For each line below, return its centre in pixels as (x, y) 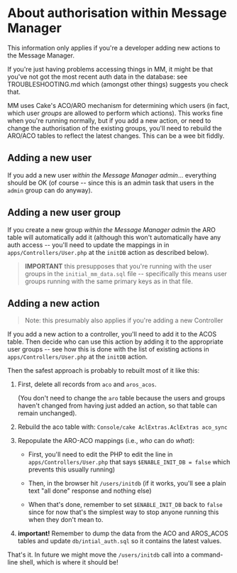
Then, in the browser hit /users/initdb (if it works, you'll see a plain (127, 484)
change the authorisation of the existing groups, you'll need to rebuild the (115, 128)
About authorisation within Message (117, 13)
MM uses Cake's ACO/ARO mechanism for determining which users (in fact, (118, 105)
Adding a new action (54, 303)
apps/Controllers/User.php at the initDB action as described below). (108, 252)
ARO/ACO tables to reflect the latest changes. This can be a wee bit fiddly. (116, 136)
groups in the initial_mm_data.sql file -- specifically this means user (126, 273)
